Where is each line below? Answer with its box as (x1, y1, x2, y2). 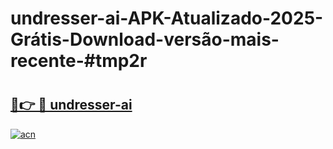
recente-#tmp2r (10, 50, 148, 72)
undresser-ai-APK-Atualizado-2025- (10, 7, 324, 30)
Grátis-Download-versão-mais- (10, 28, 280, 51)
